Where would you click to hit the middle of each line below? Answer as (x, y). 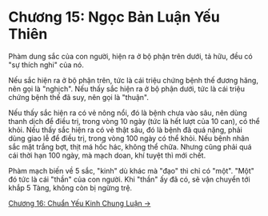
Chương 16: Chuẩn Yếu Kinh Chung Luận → (80, 203)
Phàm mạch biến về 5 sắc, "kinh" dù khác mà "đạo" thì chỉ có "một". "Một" (131, 170)
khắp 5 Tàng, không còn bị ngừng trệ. (70, 187)
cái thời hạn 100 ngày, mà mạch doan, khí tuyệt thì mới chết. (107, 155)
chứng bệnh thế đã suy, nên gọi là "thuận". (79, 97)
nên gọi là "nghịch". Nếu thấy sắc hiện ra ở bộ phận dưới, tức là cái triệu (127, 89)
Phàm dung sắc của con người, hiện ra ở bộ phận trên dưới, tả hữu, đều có (131, 56)
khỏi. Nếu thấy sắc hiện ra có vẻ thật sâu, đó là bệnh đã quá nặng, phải (125, 130)
